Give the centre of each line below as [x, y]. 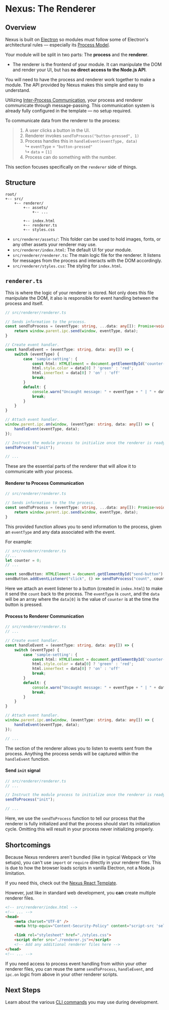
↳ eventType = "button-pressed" [59, 146]
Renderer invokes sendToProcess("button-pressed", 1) [82, 136]
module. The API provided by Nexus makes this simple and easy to [74, 85]
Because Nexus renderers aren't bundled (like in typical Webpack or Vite [80, 857]
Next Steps [23, 990]
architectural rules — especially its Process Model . [58, 45]
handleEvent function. [28, 759]
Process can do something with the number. [71, 157]
